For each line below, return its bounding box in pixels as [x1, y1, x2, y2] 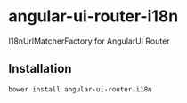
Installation [8, 61, 72, 76]
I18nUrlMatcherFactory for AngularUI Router [8, 36, 170, 46]
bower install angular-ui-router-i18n [8, 84, 152, 94]
